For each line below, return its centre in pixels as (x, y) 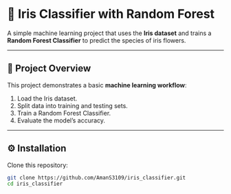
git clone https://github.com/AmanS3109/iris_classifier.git (97, 177)
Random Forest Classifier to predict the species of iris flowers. (97, 40)
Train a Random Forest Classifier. (64, 113)
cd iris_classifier (35, 184)
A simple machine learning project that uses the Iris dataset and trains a (109, 33)
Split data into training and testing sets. (73, 105)
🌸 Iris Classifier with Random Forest (111, 14)
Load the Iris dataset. (47, 98)
